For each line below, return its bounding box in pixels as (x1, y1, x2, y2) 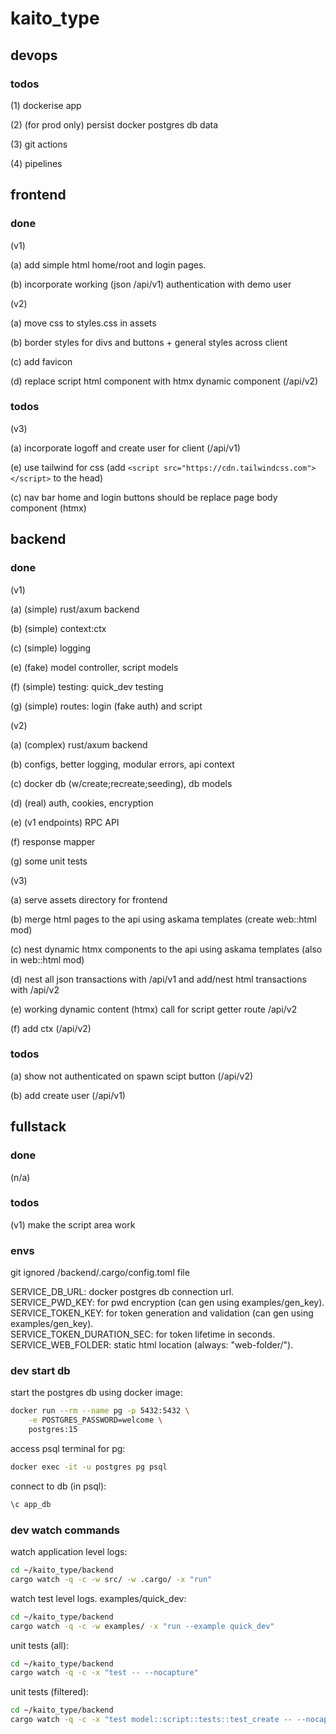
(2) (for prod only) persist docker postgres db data (10, 118, 219, 131)
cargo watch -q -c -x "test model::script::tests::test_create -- (10, 1715, 293, 1725)
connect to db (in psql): (10, 1480, 107, 1492)
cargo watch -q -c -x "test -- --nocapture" (10, 1668, 199, 1678)
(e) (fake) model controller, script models (10, 661, 179, 673)
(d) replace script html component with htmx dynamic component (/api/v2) (10, 375, 319, 387)
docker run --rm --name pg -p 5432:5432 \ (10, 1406, 190, 1416)
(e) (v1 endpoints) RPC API (10, 816, 120, 828)
